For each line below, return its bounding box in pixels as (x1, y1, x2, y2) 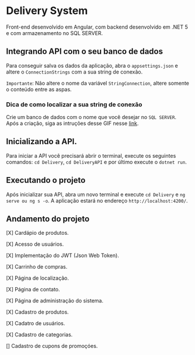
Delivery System (6, 4, 88, 18)
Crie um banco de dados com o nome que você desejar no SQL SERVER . (6, 114, 177, 121)
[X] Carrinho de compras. (6, 263, 68, 270)
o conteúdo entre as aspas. (6, 86, 72, 93)
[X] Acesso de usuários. (6, 241, 64, 248)
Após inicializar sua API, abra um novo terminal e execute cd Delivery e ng (6, 191, 186, 198)
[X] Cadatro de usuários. (6, 320, 65, 327)
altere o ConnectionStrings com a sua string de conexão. (6, 68, 143, 75)
